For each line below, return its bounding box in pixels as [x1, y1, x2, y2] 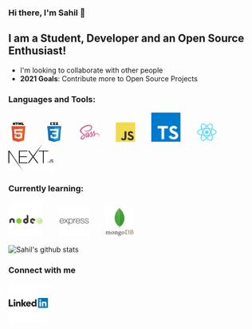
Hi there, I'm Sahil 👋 [8, 7, 86, 18]
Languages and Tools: [8, 93, 96, 104]
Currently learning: [8, 183, 84, 194]
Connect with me [8, 264, 76, 276]
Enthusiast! [8, 44, 66, 58]
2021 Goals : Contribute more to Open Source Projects [19, 73, 198, 83]
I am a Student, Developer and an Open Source [8, 32, 245, 45]
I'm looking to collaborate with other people [19, 65, 163, 75]
